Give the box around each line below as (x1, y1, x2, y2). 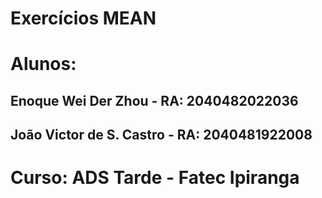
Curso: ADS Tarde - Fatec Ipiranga (10, 167, 300, 189)
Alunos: (10, 53, 77, 76)
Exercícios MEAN (10, 7, 157, 30)
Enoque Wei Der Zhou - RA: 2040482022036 (10, 92, 299, 109)
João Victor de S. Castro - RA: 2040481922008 (10, 127, 313, 144)
